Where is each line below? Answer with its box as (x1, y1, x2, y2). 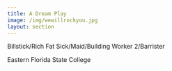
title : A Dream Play (7, 10, 68, 17)
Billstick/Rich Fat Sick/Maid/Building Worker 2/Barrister (7, 42, 165, 51)
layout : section (7, 23, 54, 30)
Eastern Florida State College (7, 56, 91, 64)
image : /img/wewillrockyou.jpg (7, 17, 98, 24)
